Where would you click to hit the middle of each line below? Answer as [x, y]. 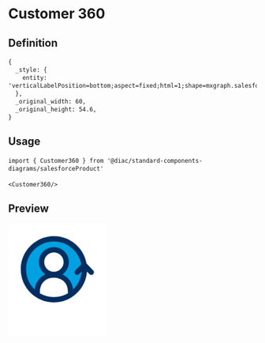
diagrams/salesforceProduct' [56, 168]
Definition [33, 43]
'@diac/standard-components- [155, 160]
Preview [29, 209]
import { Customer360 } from [56, 160]
